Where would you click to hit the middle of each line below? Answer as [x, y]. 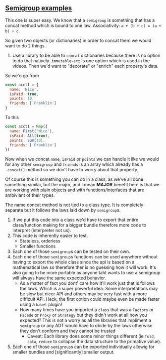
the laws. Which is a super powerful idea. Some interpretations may [89, 289]
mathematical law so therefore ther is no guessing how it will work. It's [84, 267]
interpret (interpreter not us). [42, 231]
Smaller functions [38, 246]
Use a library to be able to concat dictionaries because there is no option [86, 55]
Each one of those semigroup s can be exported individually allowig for [83, 347]
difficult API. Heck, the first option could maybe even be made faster [90, 299]
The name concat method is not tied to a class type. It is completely [74, 205]
